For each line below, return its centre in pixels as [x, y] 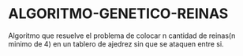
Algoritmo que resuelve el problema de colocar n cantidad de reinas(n [122, 35]
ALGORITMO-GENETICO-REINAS [118, 14]
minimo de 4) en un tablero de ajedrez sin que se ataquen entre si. [116, 43]
